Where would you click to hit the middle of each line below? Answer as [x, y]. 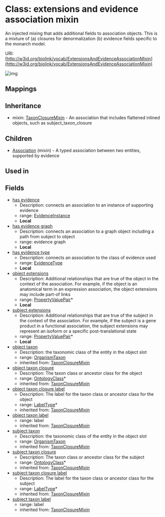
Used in [17, 171]
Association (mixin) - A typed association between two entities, [76, 150]
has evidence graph [33, 226]
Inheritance [23, 106]
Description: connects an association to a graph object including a [87, 231]
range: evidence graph [43, 242]
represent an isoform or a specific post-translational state [78, 331]
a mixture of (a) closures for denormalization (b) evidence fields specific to [81, 39]
